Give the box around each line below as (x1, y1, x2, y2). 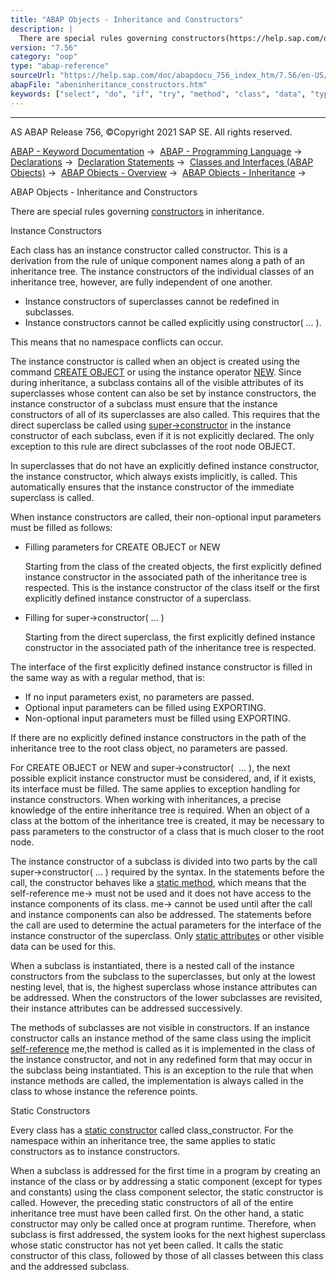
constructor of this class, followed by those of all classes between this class (10, 1249, 324, 1261)
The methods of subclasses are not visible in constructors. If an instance (10, 1021, 310, 1033)
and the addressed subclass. (10, 1260, 130, 1272)
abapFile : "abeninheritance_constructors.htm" (10, 80, 208, 90)
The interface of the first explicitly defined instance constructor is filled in (10, 661, 313, 673)
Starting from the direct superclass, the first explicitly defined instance (24, 631, 316, 643)
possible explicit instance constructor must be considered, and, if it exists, (10, 772, 317, 784)
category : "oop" (10, 52, 78, 62)
